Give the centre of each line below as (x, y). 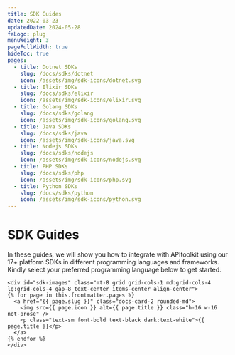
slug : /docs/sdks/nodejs (57, 153)
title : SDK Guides (34, 14)
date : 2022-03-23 (33, 21)
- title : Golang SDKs (46, 107)
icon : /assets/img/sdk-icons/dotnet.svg (81, 80)
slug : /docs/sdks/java (54, 133)
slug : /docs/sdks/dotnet (57, 73)
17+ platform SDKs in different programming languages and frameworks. (113, 262)
